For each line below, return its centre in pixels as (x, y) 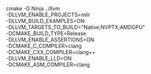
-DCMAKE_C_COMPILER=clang (44, 46)
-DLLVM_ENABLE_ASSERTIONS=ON (50, 40)
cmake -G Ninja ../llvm (33, 9)
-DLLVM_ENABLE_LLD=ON (39, 58)
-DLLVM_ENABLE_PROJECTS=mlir (48, 15)
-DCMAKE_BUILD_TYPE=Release (46, 33)
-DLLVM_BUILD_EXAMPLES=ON (46, 21)
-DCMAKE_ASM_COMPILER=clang (48, 65)
